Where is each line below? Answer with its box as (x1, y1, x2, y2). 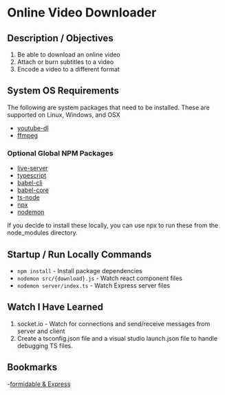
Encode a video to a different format (17, 65, 120, 73)
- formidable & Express (7, 380, 71, 388)
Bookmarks (7, 361, 58, 373)
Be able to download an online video (17, 50, 120, 58)
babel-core (17, 186, 50, 194)
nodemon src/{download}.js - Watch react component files (17, 274, 182, 282)
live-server (17, 164, 48, 173)
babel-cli (17, 179, 43, 187)
